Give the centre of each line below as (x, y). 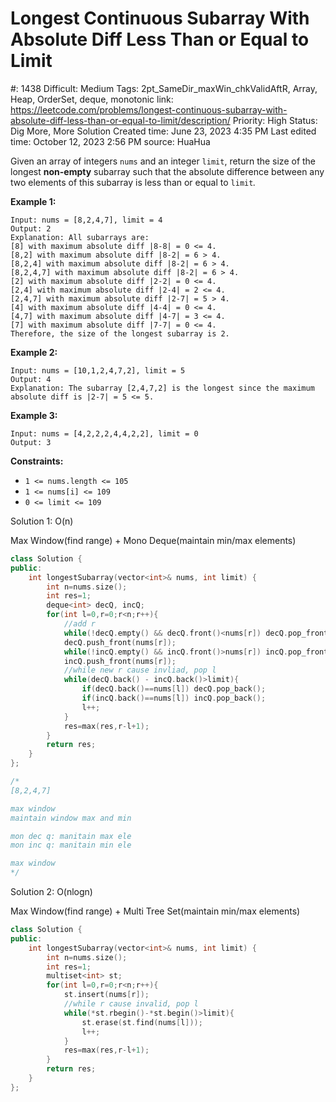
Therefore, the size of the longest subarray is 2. (120, 333)
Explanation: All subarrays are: (80, 237)
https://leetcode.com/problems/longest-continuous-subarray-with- (149, 109)
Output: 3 (31, 442)
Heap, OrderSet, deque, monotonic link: (92, 99)
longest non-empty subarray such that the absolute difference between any (167, 171)
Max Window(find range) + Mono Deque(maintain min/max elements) (153, 540)
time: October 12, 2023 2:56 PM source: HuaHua (110, 141)
